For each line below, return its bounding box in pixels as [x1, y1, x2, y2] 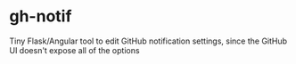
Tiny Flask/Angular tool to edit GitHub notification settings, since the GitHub [9, 36, 288, 46]
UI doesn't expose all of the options [9, 44, 140, 55]
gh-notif [9, 6, 72, 27]
